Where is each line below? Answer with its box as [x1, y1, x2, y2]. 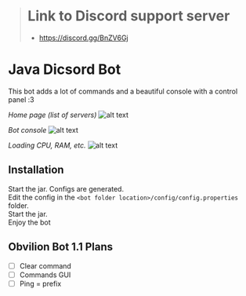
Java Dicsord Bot [8, 60, 121, 79]
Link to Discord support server [27, 7, 230, 25]
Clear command [19, 261, 72, 270]
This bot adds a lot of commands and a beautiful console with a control [8, 86, 238, 96]
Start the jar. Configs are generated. [8, 184, 124, 193]
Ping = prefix [19, 279, 62, 288]
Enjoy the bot [8, 217, 51, 227]
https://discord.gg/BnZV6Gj [38, 33, 128, 42]
